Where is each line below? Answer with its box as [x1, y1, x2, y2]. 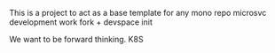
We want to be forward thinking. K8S [9, 34, 144, 44]
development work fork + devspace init [9, 17, 153, 27]
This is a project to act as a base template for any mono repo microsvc [9, 8, 267, 18]
